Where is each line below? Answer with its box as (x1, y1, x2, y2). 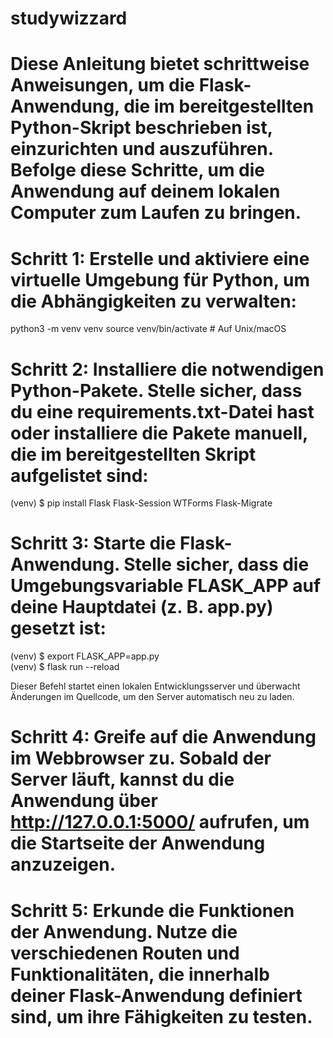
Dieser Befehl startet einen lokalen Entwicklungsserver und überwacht (10, 680, 301, 692)
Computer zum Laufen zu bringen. (10, 202, 302, 224)
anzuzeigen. (10, 853, 117, 876)
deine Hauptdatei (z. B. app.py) (10, 596, 274, 619)
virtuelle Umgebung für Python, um (10, 268, 310, 291)
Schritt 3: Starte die (10, 532, 177, 555)
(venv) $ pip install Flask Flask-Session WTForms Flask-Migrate (10, 497, 273, 509)
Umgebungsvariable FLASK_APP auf (10, 575, 322, 597)
